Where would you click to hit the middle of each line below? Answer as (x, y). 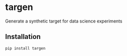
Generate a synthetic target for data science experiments (64, 21)
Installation (23, 37)
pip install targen (25, 48)
